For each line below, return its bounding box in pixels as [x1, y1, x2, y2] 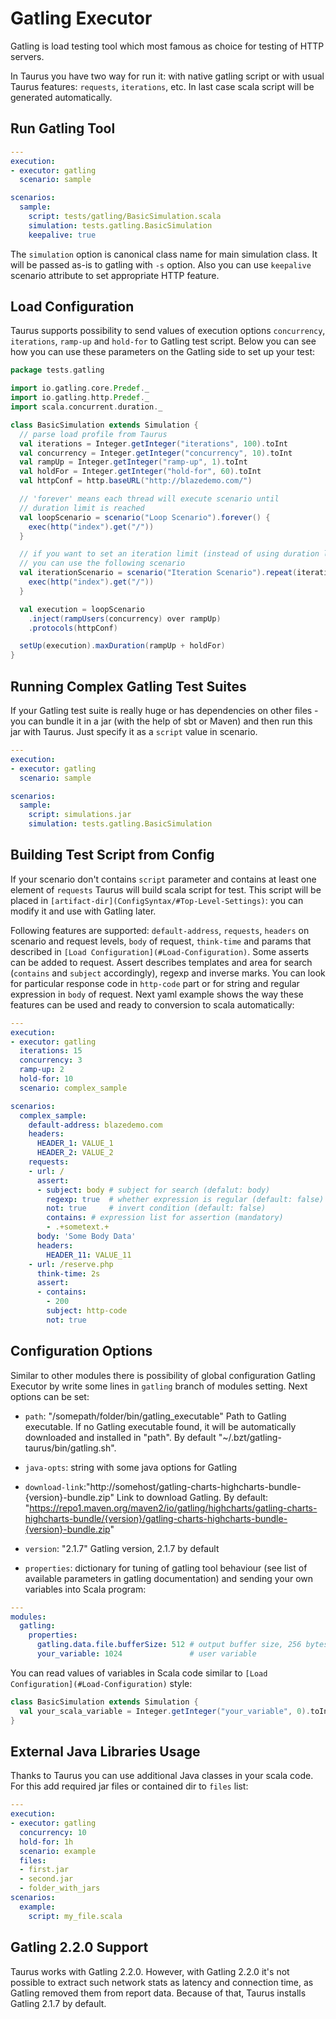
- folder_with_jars [19, 1883, 101, 1894]
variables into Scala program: [24, 1583, 147, 1595]
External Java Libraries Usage [10, 1743, 201, 1760]
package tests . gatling [10, 365, 105, 376]
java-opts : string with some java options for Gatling [24, 1461, 238, 1473]
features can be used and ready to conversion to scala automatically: [10, 998, 295, 1011]
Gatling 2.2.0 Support [10, 1939, 149, 1956]
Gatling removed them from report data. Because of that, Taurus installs [10, 1987, 307, 1999]
